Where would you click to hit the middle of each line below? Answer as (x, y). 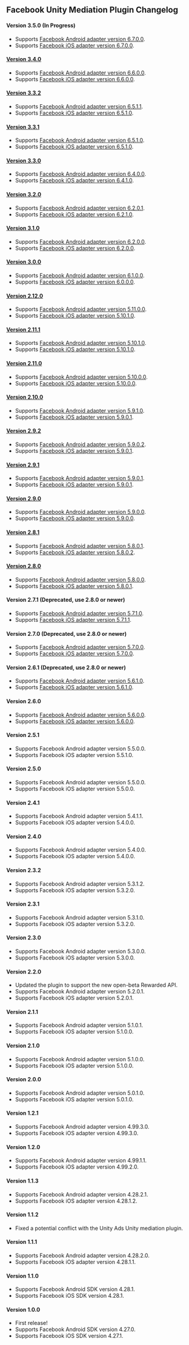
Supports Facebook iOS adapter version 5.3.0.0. (75, 958)
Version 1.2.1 (22, 1113)
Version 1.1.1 (22, 1242)
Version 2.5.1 (23, 735)
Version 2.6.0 (24, 701)
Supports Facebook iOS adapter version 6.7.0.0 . (75, 45)
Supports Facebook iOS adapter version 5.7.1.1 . (73, 620)
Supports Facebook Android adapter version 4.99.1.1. (81, 1161)
